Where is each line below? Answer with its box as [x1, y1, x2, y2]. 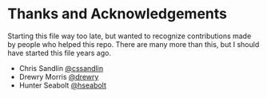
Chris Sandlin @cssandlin [18, 63, 104, 73]
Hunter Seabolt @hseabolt [18, 80, 107, 90]
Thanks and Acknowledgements [7, 5, 228, 23]
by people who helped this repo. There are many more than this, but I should [7, 39, 260, 49]
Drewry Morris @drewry [18, 72, 99, 81]
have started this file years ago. [7, 48, 111, 57]
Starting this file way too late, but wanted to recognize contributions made [7, 31, 252, 41]
